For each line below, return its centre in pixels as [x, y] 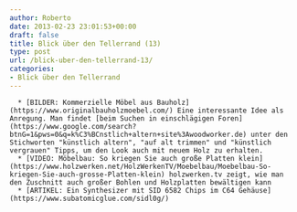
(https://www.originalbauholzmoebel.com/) [91, 111]
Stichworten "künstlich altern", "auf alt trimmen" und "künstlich [141, 143]
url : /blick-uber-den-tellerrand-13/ [81, 60]
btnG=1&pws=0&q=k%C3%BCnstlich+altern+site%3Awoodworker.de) [128, 134]
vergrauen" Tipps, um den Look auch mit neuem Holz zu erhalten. [136, 150]
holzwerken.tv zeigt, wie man [226, 175]
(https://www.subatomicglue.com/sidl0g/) [90, 198]
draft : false [34, 35]
